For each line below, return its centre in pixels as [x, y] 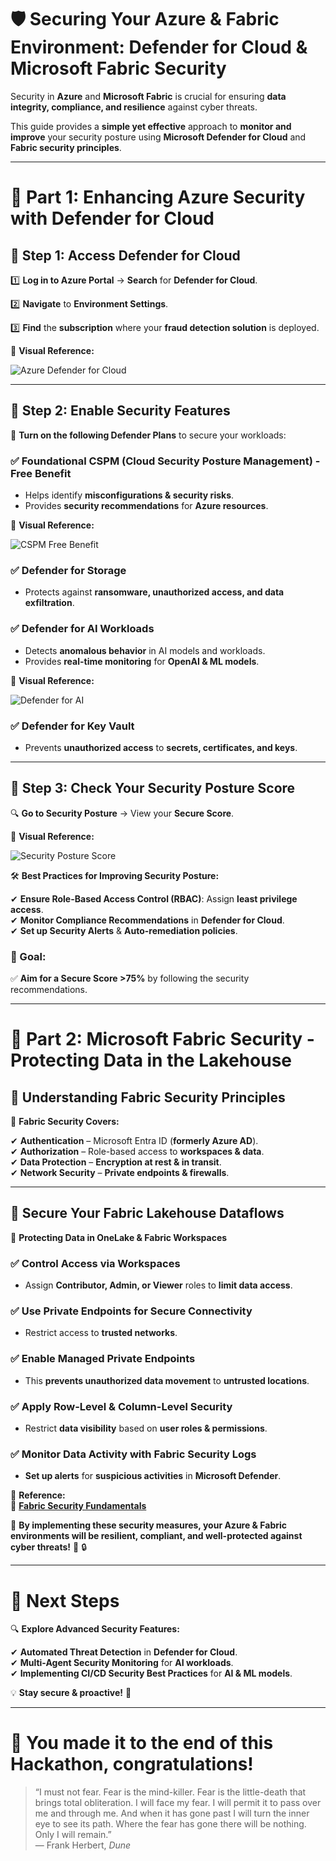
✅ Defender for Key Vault [72, 726]
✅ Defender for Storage [68, 570]
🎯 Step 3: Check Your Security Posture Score [153, 788]
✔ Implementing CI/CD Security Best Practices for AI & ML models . [151, 1673]
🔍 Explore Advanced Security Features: [95, 1629]
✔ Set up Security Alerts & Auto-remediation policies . [124, 930]
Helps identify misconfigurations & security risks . [129, 495]
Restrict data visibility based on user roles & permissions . [146, 1428]
